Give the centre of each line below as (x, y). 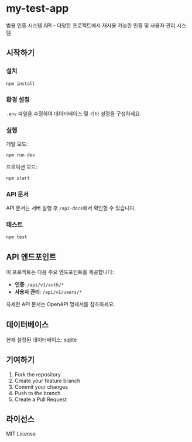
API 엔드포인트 (31, 257)
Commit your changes (41, 387)
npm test (17, 237)
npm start (18, 178)
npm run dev (20, 155)
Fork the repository (38, 374)
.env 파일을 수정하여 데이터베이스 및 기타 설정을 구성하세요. (74, 114)
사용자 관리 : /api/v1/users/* (48, 292)
